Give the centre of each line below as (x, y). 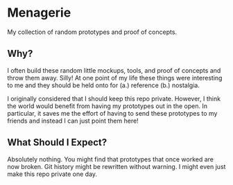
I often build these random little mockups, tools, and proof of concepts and (114, 70)
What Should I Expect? (57, 142)
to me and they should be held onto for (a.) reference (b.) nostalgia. (103, 85)
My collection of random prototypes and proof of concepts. (92, 32)
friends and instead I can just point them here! (73, 121)
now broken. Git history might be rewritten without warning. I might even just (116, 166)
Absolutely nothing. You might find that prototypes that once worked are (110, 159)
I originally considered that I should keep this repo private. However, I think (114, 98)
